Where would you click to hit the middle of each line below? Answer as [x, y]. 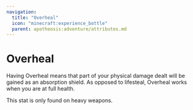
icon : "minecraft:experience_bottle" [60, 23]
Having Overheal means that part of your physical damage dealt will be [96, 76]
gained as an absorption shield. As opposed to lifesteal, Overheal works [97, 82]
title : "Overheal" [35, 18]
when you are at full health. [41, 89]
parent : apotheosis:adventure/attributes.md [69, 29]
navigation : [21, 12]
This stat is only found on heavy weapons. [60, 100]
